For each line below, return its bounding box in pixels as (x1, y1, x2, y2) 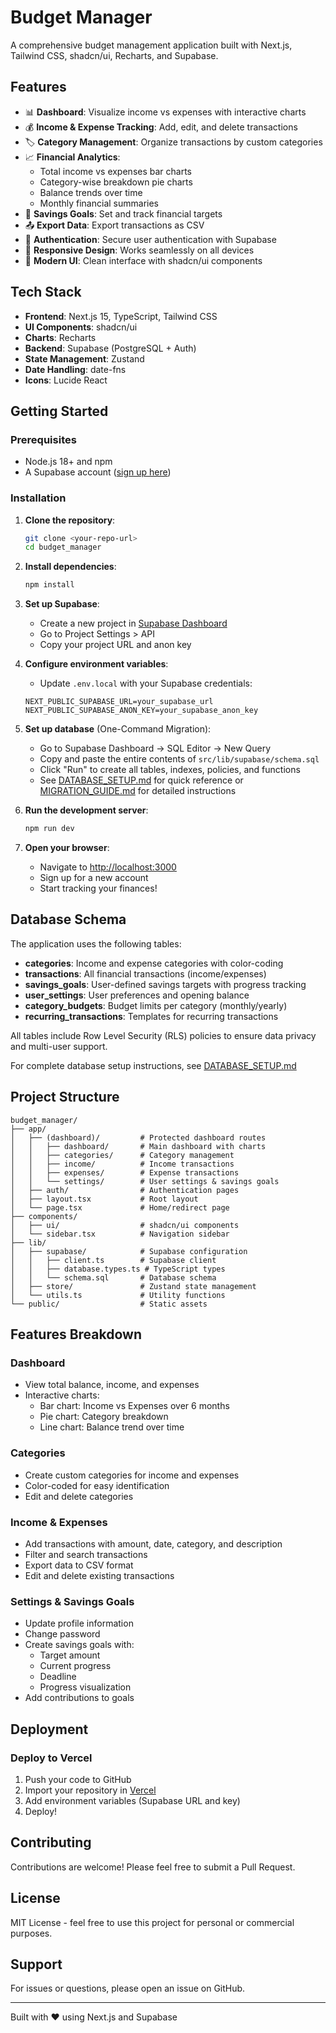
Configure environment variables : (24, 658, 169, 670)
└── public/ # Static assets (10, 1299, 208, 1309)
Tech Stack (10, 284, 82, 301)
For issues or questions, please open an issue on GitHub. (10, 1982, 246, 1995)
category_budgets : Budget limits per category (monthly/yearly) (24, 999, 288, 1011)
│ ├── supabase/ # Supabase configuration (10, 1246, 248, 1256)
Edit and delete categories (24, 1490, 134, 1502)
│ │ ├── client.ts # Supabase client (10, 1255, 217, 1265)
